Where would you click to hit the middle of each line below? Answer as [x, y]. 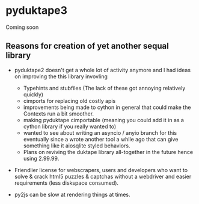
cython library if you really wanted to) [70, 126]
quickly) [33, 94]
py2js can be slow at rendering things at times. [72, 194]
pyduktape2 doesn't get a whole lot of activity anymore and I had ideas [102, 70]
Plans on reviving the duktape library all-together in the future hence [108, 152]
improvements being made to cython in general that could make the [107, 107]
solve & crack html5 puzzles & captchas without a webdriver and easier [103, 176]
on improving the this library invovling [61, 76]
